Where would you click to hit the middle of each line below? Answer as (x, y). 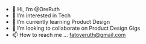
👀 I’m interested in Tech (41, 15)
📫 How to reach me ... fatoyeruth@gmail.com (69, 35)
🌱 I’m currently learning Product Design (61, 22)
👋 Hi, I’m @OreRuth (36, 9)
